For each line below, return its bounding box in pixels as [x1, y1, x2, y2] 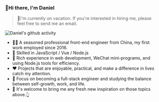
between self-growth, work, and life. [12, 81, 86, 87]
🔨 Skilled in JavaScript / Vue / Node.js [12, 50, 89, 56]
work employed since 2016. [12, 45, 68, 51]
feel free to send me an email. [17, 20, 77, 26]
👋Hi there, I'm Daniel [5, 4, 55, 11]
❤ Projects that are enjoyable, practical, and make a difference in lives [12, 65, 155, 71]
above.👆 [12, 92, 30, 98]
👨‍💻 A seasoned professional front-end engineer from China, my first [12, 40, 150, 45]
